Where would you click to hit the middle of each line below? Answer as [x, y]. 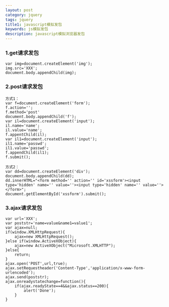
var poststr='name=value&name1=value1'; [49, 223]
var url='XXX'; [22, 219]
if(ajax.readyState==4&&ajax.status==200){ [62, 286]
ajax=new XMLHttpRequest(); [44, 237]
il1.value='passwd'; [27, 148]
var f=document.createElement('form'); [48, 103]
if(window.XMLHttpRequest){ [35, 232]
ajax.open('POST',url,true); [36, 263]
